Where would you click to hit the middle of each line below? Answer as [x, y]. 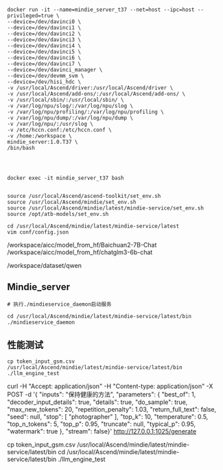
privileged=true [30, 16]
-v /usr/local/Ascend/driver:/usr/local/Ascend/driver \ [90, 88]
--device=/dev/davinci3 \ [44, 40]
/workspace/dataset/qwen [45, 266]
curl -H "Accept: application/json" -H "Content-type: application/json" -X [110, 386]
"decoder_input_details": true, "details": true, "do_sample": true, [97, 402]
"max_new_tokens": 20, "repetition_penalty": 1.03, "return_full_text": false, [112, 409]
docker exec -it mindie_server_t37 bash [66, 178]
